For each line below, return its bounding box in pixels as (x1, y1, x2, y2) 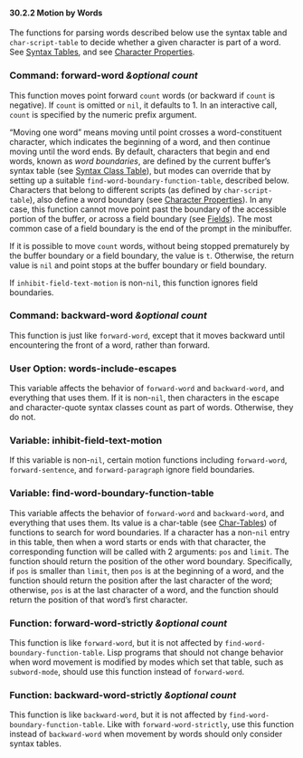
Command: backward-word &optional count (9, 309, 208, 321)
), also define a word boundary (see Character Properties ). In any (29, 194, 273, 205)
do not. (9, 412, 36, 423)
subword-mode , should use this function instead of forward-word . (9, 666, 245, 676)
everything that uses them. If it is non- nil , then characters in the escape (9, 392, 279, 403)
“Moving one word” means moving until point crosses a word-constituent (9, 127, 282, 138)
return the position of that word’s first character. (9, 594, 188, 605)
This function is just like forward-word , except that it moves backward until (9, 330, 285, 341)
